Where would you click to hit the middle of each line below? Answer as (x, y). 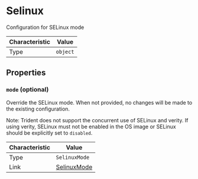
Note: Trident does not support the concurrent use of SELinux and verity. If (97, 120)
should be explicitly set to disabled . (49, 133)
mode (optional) (27, 90)
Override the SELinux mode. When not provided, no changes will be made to (99, 102)
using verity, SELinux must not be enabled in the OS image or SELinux (91, 126)
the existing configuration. (38, 109)
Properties (26, 73)
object (65, 52)
